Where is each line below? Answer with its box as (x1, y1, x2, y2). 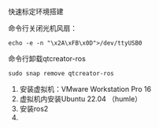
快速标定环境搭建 (8, 7, 64, 16)
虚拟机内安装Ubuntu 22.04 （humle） (19, 94, 142, 104)
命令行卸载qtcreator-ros (8, 54, 87, 63)
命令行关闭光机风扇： (8, 24, 77, 33)
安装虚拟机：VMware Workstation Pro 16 (19, 85, 152, 93)
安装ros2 (19, 104, 49, 113)
